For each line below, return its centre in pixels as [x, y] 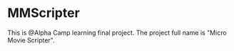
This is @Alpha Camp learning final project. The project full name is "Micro [117, 33]
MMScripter [44, 13]
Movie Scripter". [31, 40]
